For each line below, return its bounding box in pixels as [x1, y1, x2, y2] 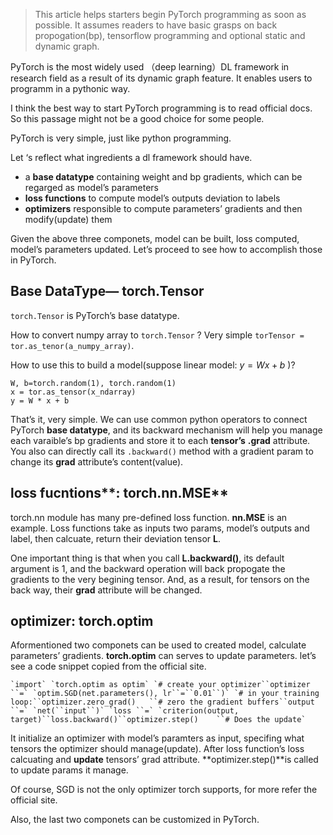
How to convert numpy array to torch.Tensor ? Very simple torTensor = [10, 329, 305, 341]
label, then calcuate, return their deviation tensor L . [10, 532, 222, 544]
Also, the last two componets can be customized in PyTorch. [10, 814, 260, 826]
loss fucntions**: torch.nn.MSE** [10, 485, 229, 502]
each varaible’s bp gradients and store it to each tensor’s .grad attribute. [10, 434, 311, 446]
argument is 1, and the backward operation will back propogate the [10, 562, 286, 574]
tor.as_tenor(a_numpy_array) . [10, 339, 135, 351]
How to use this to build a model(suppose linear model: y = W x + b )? [10, 359, 296, 371]
